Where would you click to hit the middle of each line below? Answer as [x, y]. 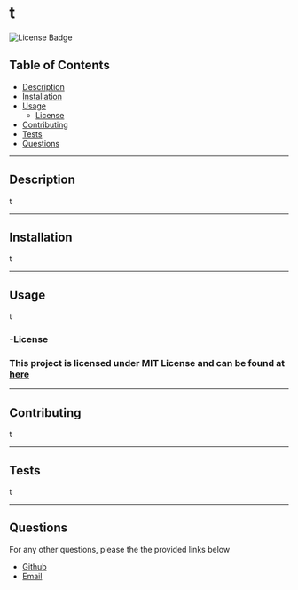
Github [34, 566]
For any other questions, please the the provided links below [120, 549]
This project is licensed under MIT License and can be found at [147, 363]
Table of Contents [60, 65]
